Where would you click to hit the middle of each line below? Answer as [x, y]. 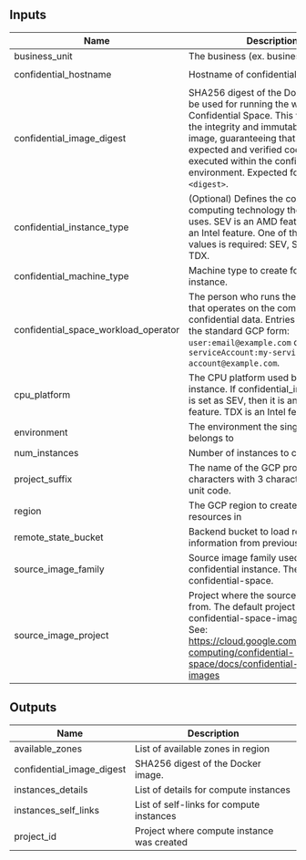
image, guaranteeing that [242, 138]
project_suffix [43, 479]
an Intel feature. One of [237, 233]
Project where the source [242, 595]
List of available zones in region [203, 749]
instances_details [51, 790]
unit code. [210, 490]
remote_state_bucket [59, 537]
